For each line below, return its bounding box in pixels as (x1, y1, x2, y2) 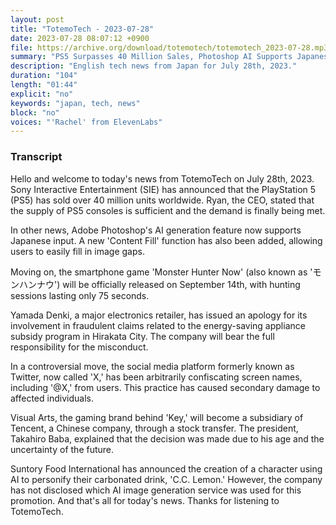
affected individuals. (10, 392, 94, 404)
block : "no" (10, 107, 60, 118)
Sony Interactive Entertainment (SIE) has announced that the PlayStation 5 (10, 183, 317, 195)
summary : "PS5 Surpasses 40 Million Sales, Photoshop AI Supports (10, 52, 293, 62)
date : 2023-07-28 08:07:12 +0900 (10, 33, 150, 43)
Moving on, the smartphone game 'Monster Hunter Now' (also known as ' (10, 266, 313, 278)
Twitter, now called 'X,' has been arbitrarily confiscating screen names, (10, 371, 303, 383)
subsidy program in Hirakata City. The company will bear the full (10, 330, 275, 342)
